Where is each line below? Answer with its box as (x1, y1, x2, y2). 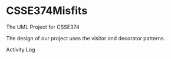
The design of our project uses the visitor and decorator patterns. (6, 34, 166, 41)
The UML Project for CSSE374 (6, 23, 80, 30)
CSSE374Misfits (6, 4, 88, 18)
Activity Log (6, 46, 35, 53)
